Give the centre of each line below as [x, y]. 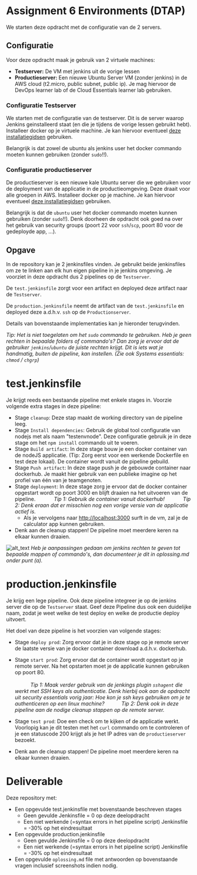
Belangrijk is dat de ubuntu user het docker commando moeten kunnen [92, 213]
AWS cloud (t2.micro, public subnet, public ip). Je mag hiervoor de [95, 84]
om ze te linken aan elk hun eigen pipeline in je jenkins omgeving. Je [89, 271]
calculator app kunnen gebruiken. [64, 524]
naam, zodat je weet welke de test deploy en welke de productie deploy [93, 613]
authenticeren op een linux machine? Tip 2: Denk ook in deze [97, 704]
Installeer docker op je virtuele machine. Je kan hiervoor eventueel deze [94, 131]
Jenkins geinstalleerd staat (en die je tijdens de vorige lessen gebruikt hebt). [98, 124]
